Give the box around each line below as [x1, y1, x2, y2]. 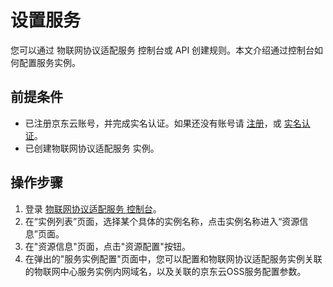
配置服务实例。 [18, 56, 81, 68]
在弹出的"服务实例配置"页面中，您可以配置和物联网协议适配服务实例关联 [24, 252, 323, 265]
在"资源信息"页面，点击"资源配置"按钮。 [24, 240, 191, 252]
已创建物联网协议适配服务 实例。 [24, 142, 160, 154]
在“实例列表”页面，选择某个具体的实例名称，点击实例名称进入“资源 [24, 215, 300, 227]
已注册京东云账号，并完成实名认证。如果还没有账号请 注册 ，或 [24, 117, 282, 129]
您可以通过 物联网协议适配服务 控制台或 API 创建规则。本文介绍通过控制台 [10, 44, 315, 56]
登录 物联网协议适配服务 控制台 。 [24, 202, 162, 215]
